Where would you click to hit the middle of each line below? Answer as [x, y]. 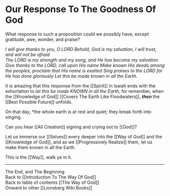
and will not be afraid [28, 55]
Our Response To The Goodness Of [81, 9]
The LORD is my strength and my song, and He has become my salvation [82, 60]
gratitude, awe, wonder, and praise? [42, 39]
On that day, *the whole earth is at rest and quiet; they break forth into [78, 112]
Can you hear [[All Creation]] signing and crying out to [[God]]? [71, 127]
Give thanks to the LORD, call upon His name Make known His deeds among [85, 65]
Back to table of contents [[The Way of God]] [52, 182]
